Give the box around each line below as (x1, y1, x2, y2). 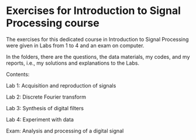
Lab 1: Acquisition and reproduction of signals (6, 82, 116, 89)
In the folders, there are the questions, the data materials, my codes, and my (6, 53, 190, 60)
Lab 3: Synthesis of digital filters (6, 104, 84, 111)
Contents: (6, 71, 30, 78)
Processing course (6, 16, 99, 30)
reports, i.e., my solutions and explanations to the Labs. (6, 60, 139, 66)
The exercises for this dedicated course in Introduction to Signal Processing (6, 36, 189, 43)
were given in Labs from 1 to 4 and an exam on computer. (6, 42, 145, 49)
